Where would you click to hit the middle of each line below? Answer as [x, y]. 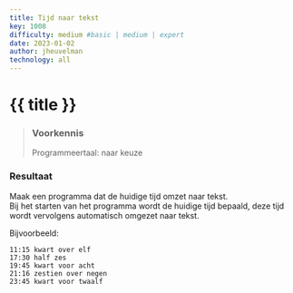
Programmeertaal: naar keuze [87, 153]
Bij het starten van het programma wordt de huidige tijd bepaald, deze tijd [147, 206]
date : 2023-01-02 [42, 43]
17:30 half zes [38, 258]
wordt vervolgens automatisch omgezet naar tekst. [104, 215]
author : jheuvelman [46, 52]
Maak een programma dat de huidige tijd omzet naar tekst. [119, 196]
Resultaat [31, 176]
